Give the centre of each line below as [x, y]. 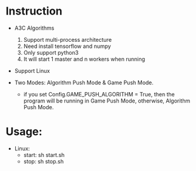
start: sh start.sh [44, 155]
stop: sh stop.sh [44, 161]
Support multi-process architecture [68, 39]
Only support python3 [51, 52]
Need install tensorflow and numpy [67, 46]
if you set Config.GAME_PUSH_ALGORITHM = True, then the [99, 94]
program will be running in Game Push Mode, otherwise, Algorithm [107, 101]
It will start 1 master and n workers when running [84, 59]
